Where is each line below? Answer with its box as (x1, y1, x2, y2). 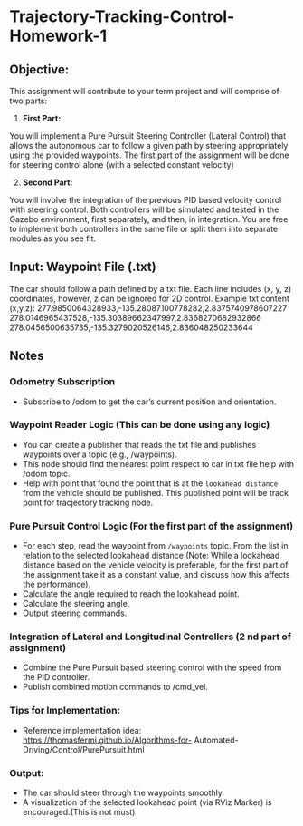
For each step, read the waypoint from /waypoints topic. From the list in (22, 540, 289, 551)
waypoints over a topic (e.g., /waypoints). (22, 449, 178, 460)
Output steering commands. (22, 607, 128, 618)
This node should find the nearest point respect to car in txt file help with (22, 458, 294, 469)
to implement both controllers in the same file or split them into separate (9, 224, 279, 234)
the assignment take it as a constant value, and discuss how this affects (22, 569, 291, 580)
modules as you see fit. (9, 233, 97, 244)
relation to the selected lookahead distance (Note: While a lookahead (22, 550, 280, 561)
